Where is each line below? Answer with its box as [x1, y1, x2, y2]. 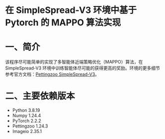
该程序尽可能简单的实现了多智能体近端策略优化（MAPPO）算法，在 [5, 59, 143, 65]
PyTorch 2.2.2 [12, 118, 41, 124]
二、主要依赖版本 [5, 90, 76, 102]
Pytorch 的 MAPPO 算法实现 [5, 17, 121, 28]
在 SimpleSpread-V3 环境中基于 [5, 4, 137, 16]
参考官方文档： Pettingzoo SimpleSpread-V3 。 [5, 71, 99, 77]
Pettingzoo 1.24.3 [12, 123, 48, 129]
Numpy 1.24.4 [12, 113, 41, 119]
